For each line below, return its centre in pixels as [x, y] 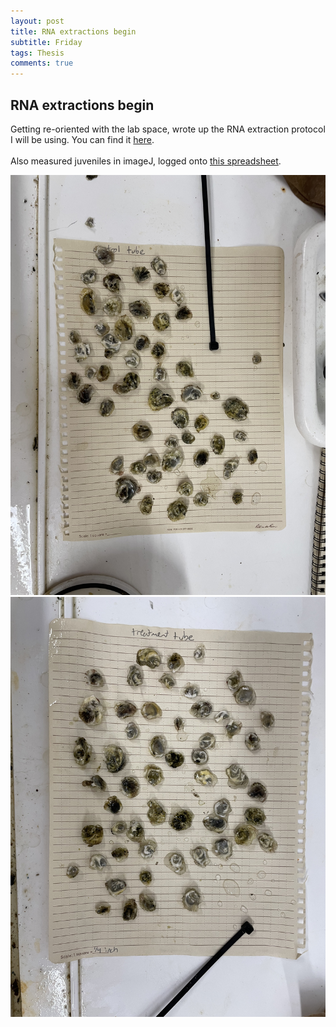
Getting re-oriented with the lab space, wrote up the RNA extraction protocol [168, 129]
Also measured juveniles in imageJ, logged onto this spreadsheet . [146, 161]
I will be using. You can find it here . [82, 139]
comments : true [42, 63]
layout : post [37, 21]
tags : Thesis [37, 53]
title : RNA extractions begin [73, 31]
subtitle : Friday [46, 42]
